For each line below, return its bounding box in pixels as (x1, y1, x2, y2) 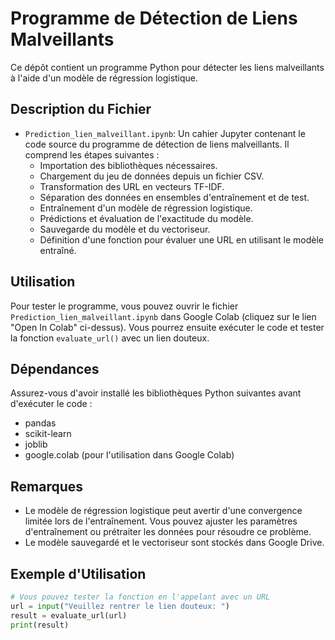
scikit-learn (24, 428, 72, 440)
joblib (24, 438, 48, 451)
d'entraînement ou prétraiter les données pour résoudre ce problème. (24, 526, 312, 538)
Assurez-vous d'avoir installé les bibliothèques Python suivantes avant (10, 387, 302, 399)
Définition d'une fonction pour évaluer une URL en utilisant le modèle (39, 233, 324, 246)
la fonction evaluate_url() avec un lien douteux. (10, 332, 210, 344)
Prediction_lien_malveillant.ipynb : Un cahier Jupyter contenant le (24, 127, 306, 139)
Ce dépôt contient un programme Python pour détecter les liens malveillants (10, 61, 325, 73)
